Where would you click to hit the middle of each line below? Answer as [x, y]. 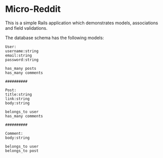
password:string [22, 60]
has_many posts [21, 68]
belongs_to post [22, 151]
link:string [17, 99]
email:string [19, 55]
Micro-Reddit [33, 9]
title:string [19, 94]
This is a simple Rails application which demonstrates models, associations [82, 23]
